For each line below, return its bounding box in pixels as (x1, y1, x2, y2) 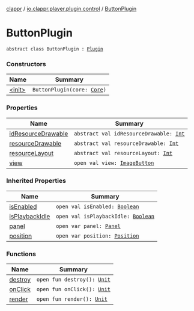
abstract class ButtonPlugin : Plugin (6, 46, 103, 52)
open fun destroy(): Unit (36, 276, 111, 283)
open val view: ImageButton (74, 159, 154, 166)
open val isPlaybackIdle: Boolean (56, 213, 155, 220)
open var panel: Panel (56, 223, 121, 229)
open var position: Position (56, 232, 139, 239)
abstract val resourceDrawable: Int (74, 140, 179, 147)
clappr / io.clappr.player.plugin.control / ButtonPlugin (6, 5, 137, 12)
